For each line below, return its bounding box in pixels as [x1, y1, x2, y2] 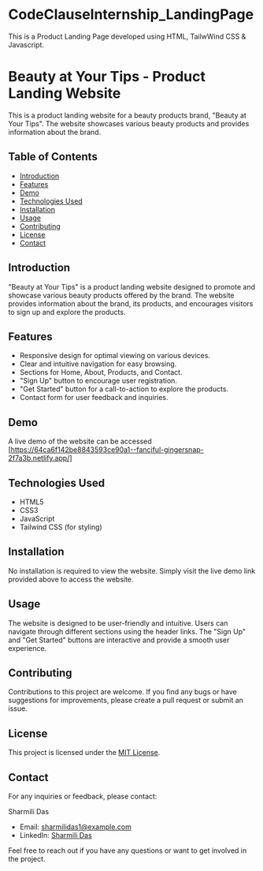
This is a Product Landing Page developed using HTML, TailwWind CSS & [8, 32, 246, 41]
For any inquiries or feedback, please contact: [8, 791, 157, 801]
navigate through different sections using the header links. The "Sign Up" [8, 626, 246, 636]
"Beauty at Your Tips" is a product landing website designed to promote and [8, 282, 256, 291]
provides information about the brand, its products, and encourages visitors [8, 298, 254, 308]
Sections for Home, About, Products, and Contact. [19, 368, 183, 377]
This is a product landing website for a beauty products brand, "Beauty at [8, 110, 246, 120]
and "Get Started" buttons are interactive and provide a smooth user [8, 635, 230, 645]
